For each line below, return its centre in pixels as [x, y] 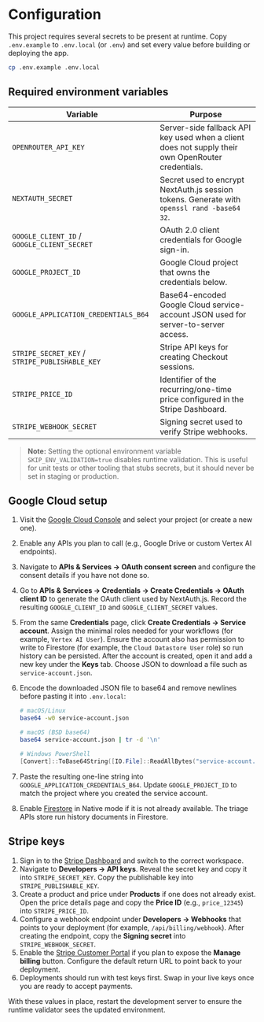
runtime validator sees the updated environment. [87, 1009]
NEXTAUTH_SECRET [42, 198]
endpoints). [38, 552]
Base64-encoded [193, 294]
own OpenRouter [191, 157]
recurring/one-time [196, 389]
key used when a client [202, 137]
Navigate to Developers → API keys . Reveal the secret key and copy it [133, 868]
